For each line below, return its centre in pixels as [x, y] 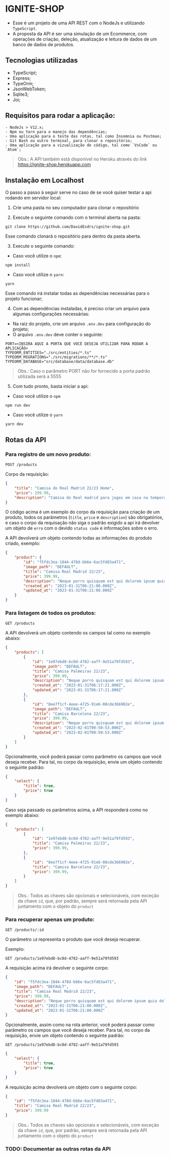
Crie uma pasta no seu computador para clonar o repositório [76, 208]
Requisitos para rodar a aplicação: [60, 115]
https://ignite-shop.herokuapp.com [54, 164]
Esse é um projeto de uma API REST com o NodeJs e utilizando [79, 23]
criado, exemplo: [23, 543]
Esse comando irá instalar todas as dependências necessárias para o [77, 293]
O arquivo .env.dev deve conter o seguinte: [58, 335]
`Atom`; [13, 150]
